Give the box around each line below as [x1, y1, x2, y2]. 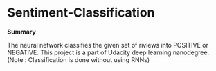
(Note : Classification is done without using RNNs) [7, 55, 150, 63]
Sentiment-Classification [7, 5, 155, 21]
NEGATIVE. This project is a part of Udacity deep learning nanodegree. [7, 48, 210, 57]
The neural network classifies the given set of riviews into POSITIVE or [7, 41, 209, 49]
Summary [7, 28, 36, 36]
